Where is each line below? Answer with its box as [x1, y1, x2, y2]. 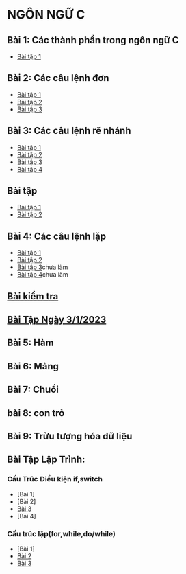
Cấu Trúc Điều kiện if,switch [7, 474, 103, 484]
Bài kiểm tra [7, 290, 59, 302]
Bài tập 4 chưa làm [16, 271, 68, 279]
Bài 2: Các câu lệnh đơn [7, 72, 109, 84]
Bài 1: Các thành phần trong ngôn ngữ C [7, 34, 179, 46]
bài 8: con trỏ [7, 407, 65, 419]
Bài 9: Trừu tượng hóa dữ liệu [7, 430, 133, 442]
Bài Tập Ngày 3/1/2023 [7, 314, 107, 325]
